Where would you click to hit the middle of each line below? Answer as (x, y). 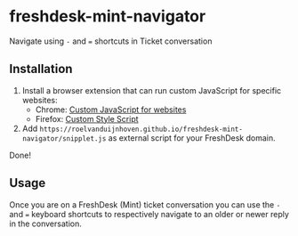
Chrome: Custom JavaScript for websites (111, 110)
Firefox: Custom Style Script (87, 118)
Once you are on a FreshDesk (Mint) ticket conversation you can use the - (145, 204)
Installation (41, 69)
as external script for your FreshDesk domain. (192, 138)
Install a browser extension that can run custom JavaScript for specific (152, 90)
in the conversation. (45, 224)
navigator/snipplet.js (64, 138)
